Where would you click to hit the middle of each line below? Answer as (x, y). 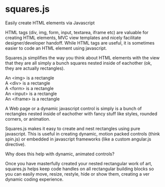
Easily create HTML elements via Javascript (50, 23)
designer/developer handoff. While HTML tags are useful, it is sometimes (80, 43)
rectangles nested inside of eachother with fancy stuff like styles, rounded (81, 114)
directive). (15, 144)
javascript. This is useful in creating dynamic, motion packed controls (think (82, 134)
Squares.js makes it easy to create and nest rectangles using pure (73, 128)
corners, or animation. (28, 119)
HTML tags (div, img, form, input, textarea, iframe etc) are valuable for (77, 32)
